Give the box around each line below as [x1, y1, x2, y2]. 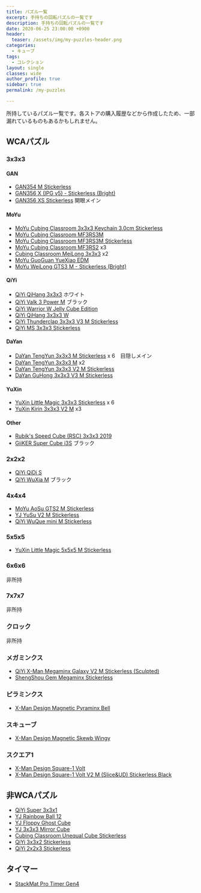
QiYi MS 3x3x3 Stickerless [14, 324, 81, 331]
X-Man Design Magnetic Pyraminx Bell [14, 704, 110, 711]
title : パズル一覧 [6, 8, 48, 15]
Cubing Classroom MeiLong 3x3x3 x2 [14, 250, 109, 257]
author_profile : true [6, 76, 61, 82]
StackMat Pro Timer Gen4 [14, 880, 80, 887]
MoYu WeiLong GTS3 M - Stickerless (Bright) [14, 263, 127, 270]
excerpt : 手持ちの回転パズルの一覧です [6, 14, 93, 20]
